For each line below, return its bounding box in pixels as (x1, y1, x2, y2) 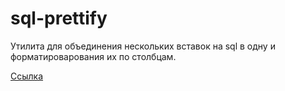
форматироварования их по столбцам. (10, 50, 177, 62)
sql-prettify (10, 7, 108, 30)
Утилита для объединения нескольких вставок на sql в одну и (10, 40, 276, 52)
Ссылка (10, 70, 44, 82)
